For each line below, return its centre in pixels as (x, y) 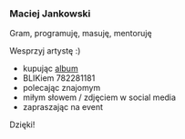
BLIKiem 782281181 (59, 78)
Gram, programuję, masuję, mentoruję (81, 34)
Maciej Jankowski (50, 14)
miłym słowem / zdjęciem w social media (99, 97)
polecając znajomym (62, 88)
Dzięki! (22, 124)
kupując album (51, 69)
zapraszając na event (62, 107)
